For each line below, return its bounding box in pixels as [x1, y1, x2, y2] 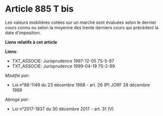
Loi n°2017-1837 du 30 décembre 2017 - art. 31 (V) [12, 106, 114, 112]
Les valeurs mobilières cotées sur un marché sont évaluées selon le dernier [5, 19, 157, 25]
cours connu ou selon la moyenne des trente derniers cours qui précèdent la [5, 24, 159, 30]
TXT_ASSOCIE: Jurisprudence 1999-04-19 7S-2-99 [12, 63, 115, 69]
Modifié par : [5, 72, 30, 78]
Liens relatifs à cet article [5, 39, 57, 45]
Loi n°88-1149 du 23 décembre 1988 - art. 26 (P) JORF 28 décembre [12, 82, 150, 88]
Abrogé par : [5, 96, 29, 102]
